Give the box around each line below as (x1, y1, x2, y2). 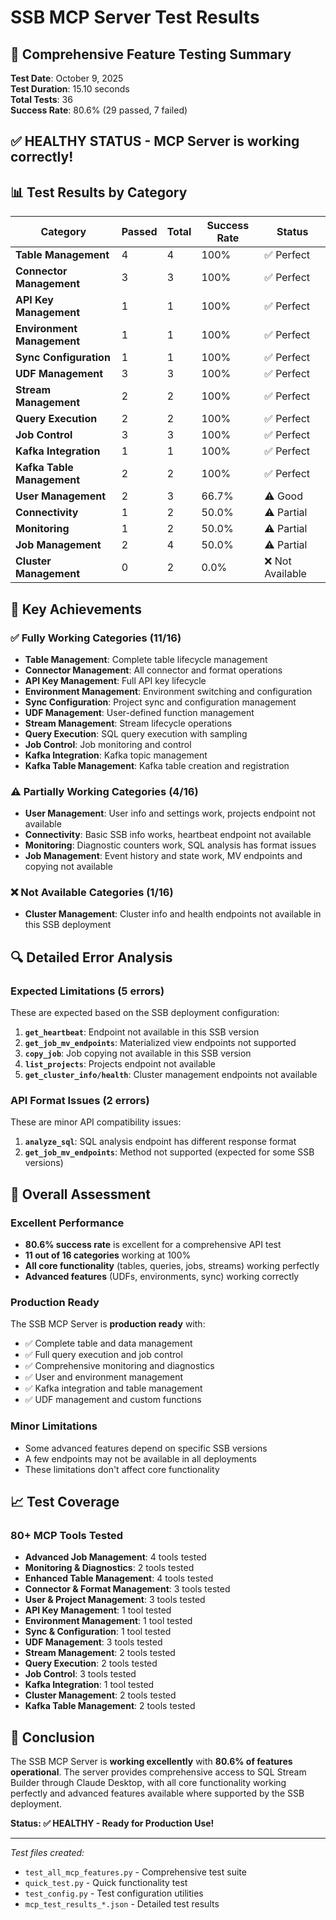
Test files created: (10, 1847, 85, 1859)
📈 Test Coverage (10, 1494, 120, 1511)
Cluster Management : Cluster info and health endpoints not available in (24, 908, 322, 920)
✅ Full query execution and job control (24, 1349, 183, 1361)
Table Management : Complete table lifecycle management (24, 653, 268, 665)
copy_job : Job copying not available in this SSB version (24, 1047, 252, 1060)
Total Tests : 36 (10, 94, 73, 105)
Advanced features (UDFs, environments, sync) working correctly (24, 1271, 300, 1283)
